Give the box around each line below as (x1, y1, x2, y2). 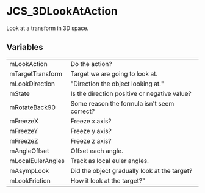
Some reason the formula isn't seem (70, 99, 174, 107)
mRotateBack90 (9, 103, 56, 111)
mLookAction (9, 59, 48, 68)
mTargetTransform (9, 69, 63, 78)
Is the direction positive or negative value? (70, 89, 192, 98)
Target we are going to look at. (70, 69, 158, 78)
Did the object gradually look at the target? (70, 166, 193, 175)
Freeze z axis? (70, 136, 112, 145)
